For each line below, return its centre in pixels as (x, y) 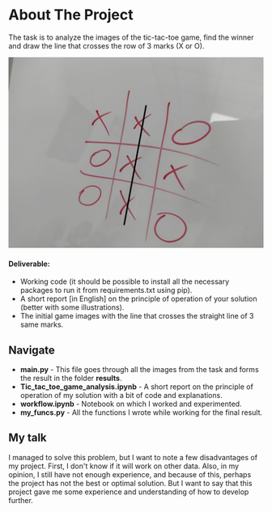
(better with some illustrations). (72, 307)
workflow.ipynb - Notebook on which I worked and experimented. (131, 404)
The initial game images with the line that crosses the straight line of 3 (137, 316)
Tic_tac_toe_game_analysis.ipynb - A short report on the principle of (136, 387)
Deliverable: (29, 264)
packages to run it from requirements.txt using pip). (106, 290)
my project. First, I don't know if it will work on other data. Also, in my (124, 466)
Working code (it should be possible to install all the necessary (125, 281)
